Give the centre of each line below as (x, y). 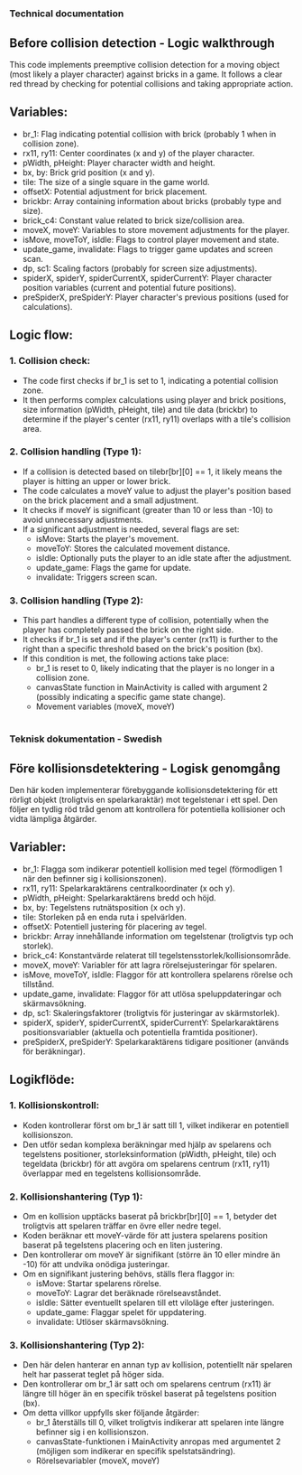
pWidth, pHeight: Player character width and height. (119, 163)
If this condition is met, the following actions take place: (126, 658)
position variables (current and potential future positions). (129, 287)
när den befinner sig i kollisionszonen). (94, 878)
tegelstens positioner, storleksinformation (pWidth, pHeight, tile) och (149, 1153)
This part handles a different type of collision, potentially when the (145, 621)
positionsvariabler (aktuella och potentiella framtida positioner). (140, 1032)
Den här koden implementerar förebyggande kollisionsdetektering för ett (143, 790)
